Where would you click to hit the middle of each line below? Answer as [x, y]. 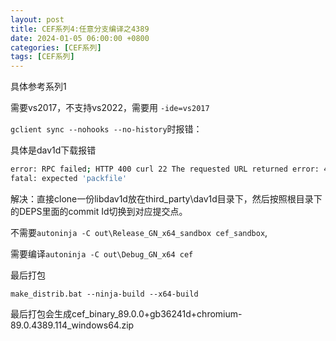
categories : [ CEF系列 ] [56, 47]
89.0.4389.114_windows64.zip [72, 325]
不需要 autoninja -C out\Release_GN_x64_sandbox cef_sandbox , [139, 232]
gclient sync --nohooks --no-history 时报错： [106, 129]
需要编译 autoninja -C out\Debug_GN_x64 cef [102, 253]
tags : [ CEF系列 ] [42, 57]
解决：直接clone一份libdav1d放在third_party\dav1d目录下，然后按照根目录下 [166, 198]
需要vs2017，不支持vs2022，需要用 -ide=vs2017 [110, 108]
